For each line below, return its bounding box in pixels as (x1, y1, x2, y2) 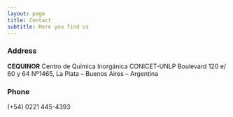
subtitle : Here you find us (7, 23, 90, 30)
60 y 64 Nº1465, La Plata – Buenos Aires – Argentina (7, 69, 159, 77)
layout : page (7, 10, 45, 17)
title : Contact (7, 17, 52, 24)
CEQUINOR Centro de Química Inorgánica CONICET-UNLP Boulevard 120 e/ (7, 62, 226, 70)
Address (7, 46, 37, 56)
